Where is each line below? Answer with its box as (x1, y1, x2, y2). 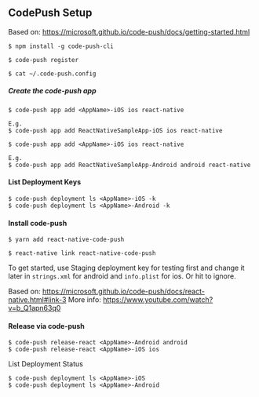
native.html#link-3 (8, 295, 67, 304)
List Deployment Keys (8, 177, 81, 187)
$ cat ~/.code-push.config (8, 70, 97, 78)
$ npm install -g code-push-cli (8, 42, 114, 50)
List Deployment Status (8, 359, 84, 369)
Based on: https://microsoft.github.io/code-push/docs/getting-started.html (8, 27, 250, 36)
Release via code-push (8, 321, 85, 330)
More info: (67, 295, 102, 304)
